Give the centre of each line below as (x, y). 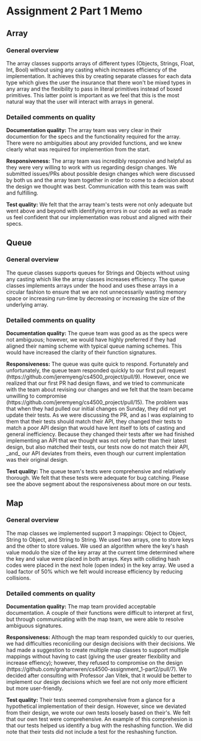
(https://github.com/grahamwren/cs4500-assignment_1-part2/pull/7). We (97, 669)
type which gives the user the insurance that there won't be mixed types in (99, 82)
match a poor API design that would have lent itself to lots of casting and (96, 428)
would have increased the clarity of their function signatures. (82, 352)
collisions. (19, 578)
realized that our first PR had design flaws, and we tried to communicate (95, 383)
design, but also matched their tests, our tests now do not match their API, (98, 447)
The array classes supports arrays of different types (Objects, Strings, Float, (100, 63)
